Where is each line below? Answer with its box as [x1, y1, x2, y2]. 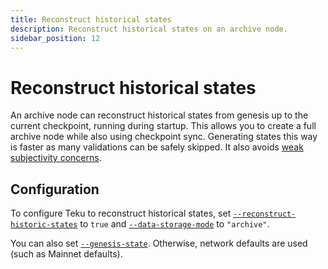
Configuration [10, 181, 100, 198]
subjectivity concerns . [10, 152, 102, 164]
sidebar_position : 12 [10, 33, 101, 43]
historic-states [10, 220, 78, 230]
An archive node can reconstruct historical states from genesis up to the [10, 109, 309, 121]
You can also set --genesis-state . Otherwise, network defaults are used [10, 237, 308, 250]
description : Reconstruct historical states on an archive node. [10, 24, 288, 34]
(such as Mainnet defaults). [10, 248, 123, 260]
